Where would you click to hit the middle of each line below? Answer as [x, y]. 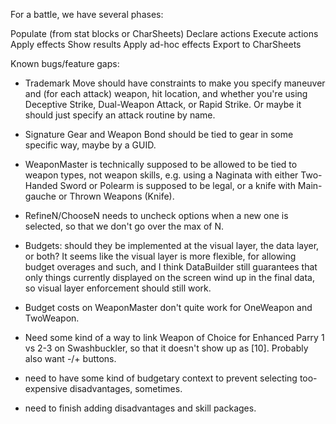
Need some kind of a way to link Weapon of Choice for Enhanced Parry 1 [174, 337]
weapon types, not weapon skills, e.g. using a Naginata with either [161, 175]
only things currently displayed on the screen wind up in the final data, [169, 277]
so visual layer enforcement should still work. [118, 288]
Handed [41, 185]
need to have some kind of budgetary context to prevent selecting [161, 378]
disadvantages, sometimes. [126, 388]
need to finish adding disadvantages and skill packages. [140, 408]
